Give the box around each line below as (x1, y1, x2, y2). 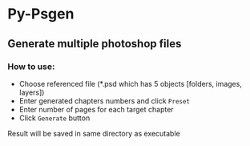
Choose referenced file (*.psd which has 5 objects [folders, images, (18, 79, 242, 88)
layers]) (18, 87, 45, 97)
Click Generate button (18, 113, 91, 123)
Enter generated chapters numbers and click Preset (18, 95, 190, 105)
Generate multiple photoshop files (7, 37, 182, 51)
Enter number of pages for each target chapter (18, 104, 174, 114)
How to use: (7, 61, 55, 72)
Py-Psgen (7, 5, 75, 23)
